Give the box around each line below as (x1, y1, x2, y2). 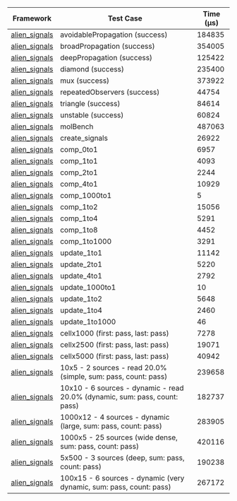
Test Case (107, 13, 142, 23)
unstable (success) (59, 110, 124, 119)
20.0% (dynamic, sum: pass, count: (59, 392, 178, 401)
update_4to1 (59, 271, 102, 281)
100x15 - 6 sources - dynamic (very (59, 473, 185, 483)
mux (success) (59, 76, 110, 86)
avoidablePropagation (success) (59, 30, 168, 40)
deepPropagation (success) (59, 53, 153, 62)
